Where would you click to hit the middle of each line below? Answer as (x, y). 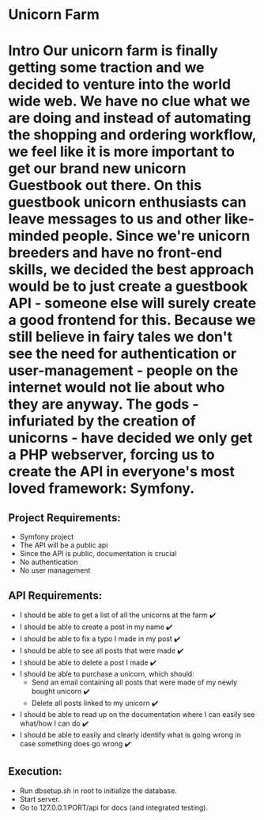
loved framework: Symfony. (102, 488)
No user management (55, 570)
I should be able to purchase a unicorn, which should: (107, 674)
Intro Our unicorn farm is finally (113, 51)
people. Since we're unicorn (156, 236)
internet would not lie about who (117, 388)
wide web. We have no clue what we (129, 101)
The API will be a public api (64, 545)
